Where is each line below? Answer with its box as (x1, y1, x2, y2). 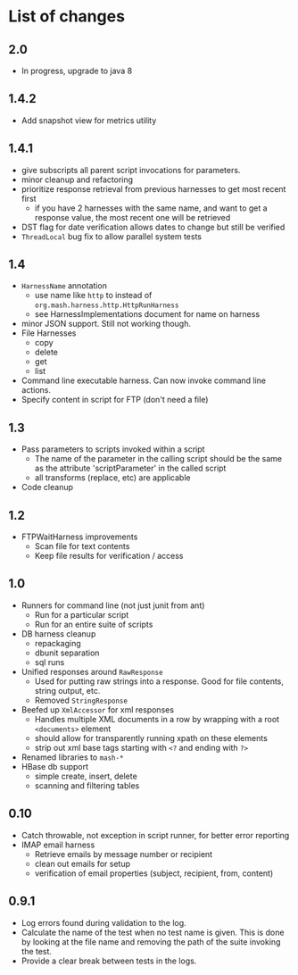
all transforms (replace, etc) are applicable (34, 472, 191, 483)
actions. (21, 385, 51, 396)
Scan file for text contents (34, 541, 130, 552)
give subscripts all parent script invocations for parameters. (21, 164, 241, 175)
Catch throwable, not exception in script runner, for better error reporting (21, 829, 290, 840)
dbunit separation (34, 647, 100, 658)
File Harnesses (21, 328, 77, 338)
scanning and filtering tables (34, 779, 140, 791)
